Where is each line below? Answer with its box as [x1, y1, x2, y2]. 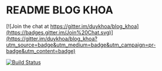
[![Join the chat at [6, 23, 49, 30]
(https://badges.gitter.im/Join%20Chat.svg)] [6, 29, 113, 35]
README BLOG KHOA [6, 3, 113, 17]
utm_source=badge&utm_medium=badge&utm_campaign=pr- [6, 41, 156, 48]
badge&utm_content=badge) [6, 47, 76, 54]
